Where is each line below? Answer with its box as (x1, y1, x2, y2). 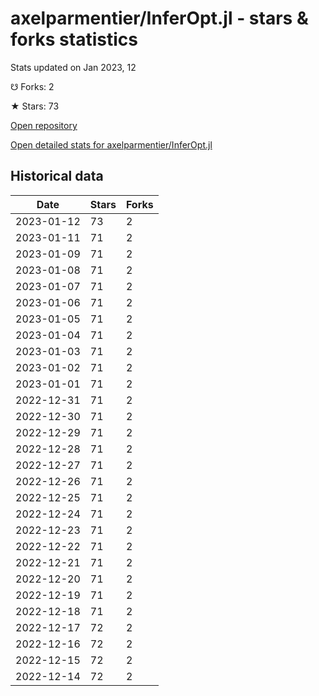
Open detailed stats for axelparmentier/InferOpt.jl (10, 138, 213, 151)
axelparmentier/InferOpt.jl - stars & (10, 7, 309, 30)
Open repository (10, 119, 78, 131)
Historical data (10, 168, 104, 185)
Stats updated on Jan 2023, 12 (10, 61, 137, 73)
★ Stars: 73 (10, 100, 60, 112)
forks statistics (10, 28, 138, 51)
